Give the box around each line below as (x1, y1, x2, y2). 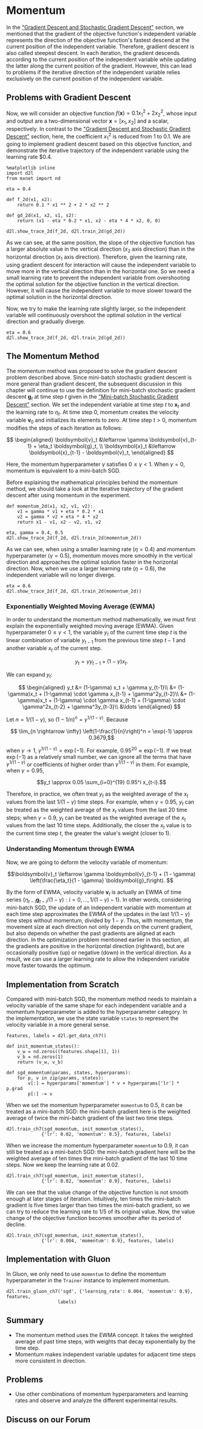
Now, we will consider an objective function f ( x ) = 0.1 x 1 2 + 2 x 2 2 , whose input (6, 108, 197, 118)
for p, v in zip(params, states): (17, 1075, 104, 1081)
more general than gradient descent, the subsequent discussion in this (6, 380, 182, 387)
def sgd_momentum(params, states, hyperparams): (6, 1069, 131, 1076)
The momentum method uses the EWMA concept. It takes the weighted (14, 1331, 193, 1338)
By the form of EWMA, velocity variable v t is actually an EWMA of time (6, 888, 182, 897)
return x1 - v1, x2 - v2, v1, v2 (17, 519, 101, 526)
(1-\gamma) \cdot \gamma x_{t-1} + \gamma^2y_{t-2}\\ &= (43, 690, 187, 698)
